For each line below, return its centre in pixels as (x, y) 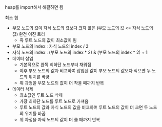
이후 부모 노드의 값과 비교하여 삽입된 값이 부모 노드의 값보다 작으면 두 (85, 71)
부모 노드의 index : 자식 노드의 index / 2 (50, 46)
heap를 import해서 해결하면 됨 (34, 7)
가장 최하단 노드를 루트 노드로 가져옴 (54, 101)
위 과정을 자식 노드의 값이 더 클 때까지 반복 (60, 119)
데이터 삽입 (23, 58)
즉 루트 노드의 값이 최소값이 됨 (48, 40)
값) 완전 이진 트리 (29, 34)
